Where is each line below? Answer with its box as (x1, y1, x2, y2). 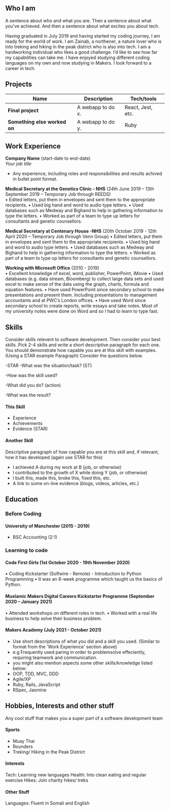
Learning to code (5, 547, 48, 554)
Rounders (12, 743, 33, 749)
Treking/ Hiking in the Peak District (12, 748, 85, 755)
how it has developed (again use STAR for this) (5, 454, 103, 460)
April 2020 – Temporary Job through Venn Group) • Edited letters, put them (5, 233, 163, 239)
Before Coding (5, 510, 42, 517)
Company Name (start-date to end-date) (5, 155, 91, 162)
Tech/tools (130, 95, 157, 102)
